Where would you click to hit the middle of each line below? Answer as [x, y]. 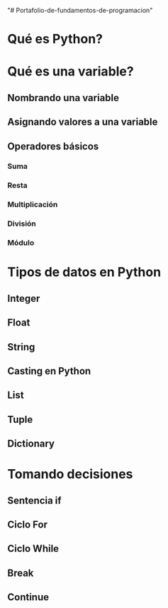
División [22, 224]
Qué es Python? [55, 39]
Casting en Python [49, 371]
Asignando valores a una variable [83, 122]
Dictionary [31, 444]
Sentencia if [34, 500]
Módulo [21, 243]
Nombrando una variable [63, 98]
